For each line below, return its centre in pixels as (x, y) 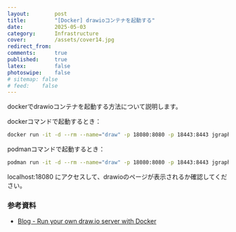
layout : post (38, 14)
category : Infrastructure (53, 33)
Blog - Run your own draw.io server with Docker (87, 221)
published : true (38, 60)
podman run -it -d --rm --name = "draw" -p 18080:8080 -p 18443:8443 (108, 162)
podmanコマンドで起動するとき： (56, 149)
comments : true (38, 53)
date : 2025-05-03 (47, 27)
